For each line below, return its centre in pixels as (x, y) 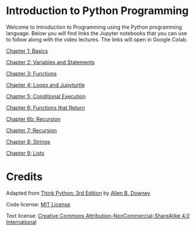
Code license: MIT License (38, 204)
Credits (24, 177)
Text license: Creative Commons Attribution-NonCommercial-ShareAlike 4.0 (98, 216)
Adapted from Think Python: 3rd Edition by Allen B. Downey (78, 193)
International (21, 222)
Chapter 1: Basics (27, 50)
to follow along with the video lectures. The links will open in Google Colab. (97, 39)
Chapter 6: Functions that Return (45, 107)
